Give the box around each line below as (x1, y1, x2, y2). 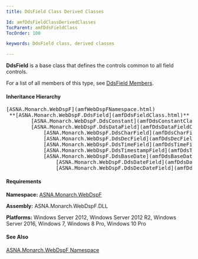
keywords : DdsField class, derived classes (6, 41, 115, 47)
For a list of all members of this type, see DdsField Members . (6, 80, 154, 87)
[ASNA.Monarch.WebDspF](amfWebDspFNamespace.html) (6, 106, 156, 113)
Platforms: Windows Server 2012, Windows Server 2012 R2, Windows (6, 214, 177, 221)
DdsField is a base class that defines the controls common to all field (6, 62, 174, 69)
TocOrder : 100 (6, 30, 41, 36)
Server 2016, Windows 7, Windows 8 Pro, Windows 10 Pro (6, 220, 146, 227)
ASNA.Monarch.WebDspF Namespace (6, 246, 100, 253)
